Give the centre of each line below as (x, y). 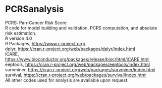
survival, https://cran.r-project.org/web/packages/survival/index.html (76, 75)
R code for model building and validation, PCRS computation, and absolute (81, 28)
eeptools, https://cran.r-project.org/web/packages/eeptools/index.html (78, 64)
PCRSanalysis (35, 9)
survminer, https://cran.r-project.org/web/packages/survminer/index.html (80, 69)
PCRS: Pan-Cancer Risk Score (36, 23)
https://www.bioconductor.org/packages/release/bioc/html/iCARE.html (77, 59)
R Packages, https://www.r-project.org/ (45, 43)
